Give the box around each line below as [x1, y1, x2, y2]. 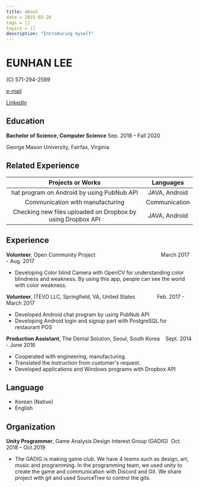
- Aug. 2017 [6, 257, 34, 264]
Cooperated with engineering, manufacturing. [14, 353, 127, 360]
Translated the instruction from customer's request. [14, 359, 141, 366]
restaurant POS [14, 323, 52, 330]
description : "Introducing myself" [6, 31, 94, 37]
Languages [152, 178, 184, 186]
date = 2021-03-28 [6, 14, 52, 20]
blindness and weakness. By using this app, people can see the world [14, 275, 185, 282]
